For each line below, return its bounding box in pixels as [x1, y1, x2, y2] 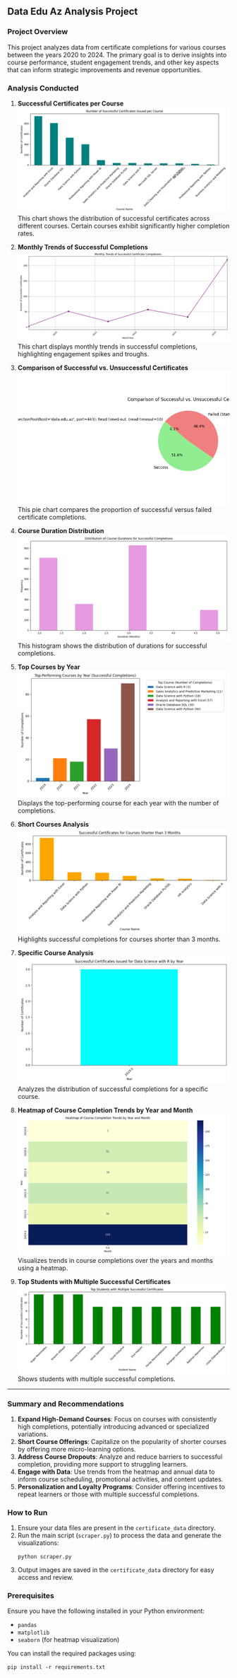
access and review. [17, 1573, 74, 1582]
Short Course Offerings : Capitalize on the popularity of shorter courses [17, 1437, 227, 1445]
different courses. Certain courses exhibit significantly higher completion [17, 222, 230, 231]
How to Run [7, 1508, 48, 1517]
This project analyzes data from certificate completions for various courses [7, 42, 226, 52]
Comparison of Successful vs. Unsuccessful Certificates [17, 363, 188, 372]
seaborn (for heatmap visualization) [17, 1636, 120, 1644]
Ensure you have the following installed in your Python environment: [7, 1607, 205, 1615]
